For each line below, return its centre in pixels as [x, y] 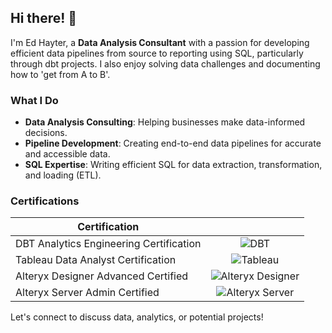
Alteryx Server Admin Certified [87, 293]
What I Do [34, 100]
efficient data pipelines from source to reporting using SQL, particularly [157, 53]
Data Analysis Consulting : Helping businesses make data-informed [165, 122]
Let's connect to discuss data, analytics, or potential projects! [137, 317]
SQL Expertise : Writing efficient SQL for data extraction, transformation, [173, 165]
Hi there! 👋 [44, 18]
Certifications [45, 201]
